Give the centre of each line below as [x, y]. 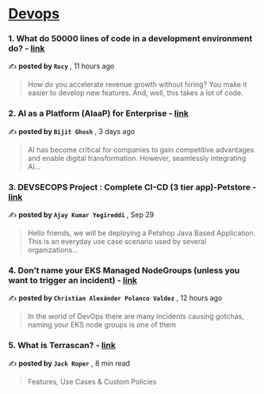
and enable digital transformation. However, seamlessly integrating [137, 158]
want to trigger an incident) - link [73, 280]
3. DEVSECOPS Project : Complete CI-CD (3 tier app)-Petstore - [132, 187]
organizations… [53, 250]
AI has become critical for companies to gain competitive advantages [141, 149]
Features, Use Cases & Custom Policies [92, 381]
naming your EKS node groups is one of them [102, 325]
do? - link [27, 48]
